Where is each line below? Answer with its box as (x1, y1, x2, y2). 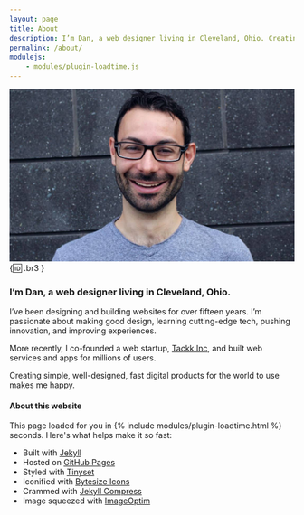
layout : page (9, 14, 59, 23)
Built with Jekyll (22, 447, 81, 458)
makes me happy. (9, 379, 75, 390)
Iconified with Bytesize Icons (22, 476, 130, 487)
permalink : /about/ (9, 43, 83, 52)
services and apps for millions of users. (9, 352, 157, 363)
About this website (9, 400, 82, 411)
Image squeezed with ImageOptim (22, 495, 151, 506)
